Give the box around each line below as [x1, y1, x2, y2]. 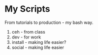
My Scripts [4, 3, 50, 15]
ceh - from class [11, 29, 45, 35]
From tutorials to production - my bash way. [4, 19, 94, 25]
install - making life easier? [11, 39, 66, 45]
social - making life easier [11, 44, 65, 50]
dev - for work [11, 34, 41, 40]
